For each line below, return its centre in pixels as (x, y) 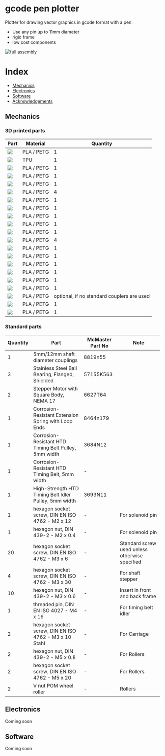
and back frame (138, 596)
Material (36, 144)
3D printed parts (25, 131)
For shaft (130, 573)
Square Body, (49, 395)
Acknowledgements (32, 101)
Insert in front (135, 590)
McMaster (99, 339)
